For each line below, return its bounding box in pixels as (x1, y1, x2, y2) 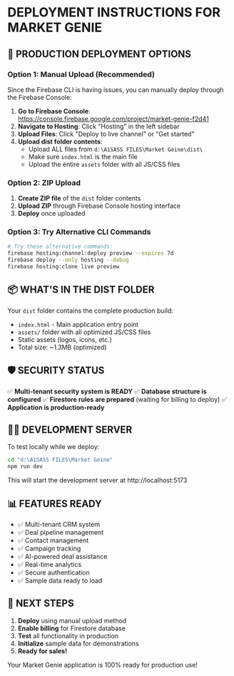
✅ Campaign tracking (17, 544, 81, 553)
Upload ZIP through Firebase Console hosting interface (17, 201, 180, 211)
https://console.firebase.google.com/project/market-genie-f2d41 (17, 114, 209, 123)
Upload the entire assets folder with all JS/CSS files (28, 160, 180, 168)
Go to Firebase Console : (17, 106, 91, 115)
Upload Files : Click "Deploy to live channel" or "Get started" (17, 129, 195, 138)
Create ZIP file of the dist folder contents (17, 194, 141, 203)
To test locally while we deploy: (7, 443, 100, 451)
